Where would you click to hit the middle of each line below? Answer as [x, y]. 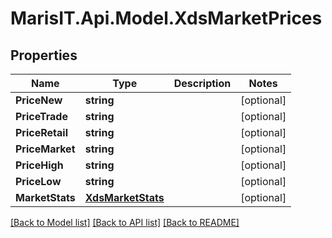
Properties [44, 55]
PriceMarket [45, 149]
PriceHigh [39, 165]
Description [202, 83]
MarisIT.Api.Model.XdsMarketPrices [166, 18]
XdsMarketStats [124, 197]
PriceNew [39, 100]
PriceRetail [41, 132]
